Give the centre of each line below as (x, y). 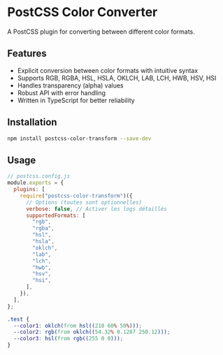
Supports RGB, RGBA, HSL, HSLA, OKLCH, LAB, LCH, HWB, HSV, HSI (117, 78)
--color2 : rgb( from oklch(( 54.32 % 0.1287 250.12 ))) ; (92, 332)
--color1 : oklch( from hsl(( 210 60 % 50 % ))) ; (78, 326)
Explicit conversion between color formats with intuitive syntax (108, 70)
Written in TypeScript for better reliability (76, 100)
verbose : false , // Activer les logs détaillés (96, 209)
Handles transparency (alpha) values (70, 85)
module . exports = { (36, 183)
